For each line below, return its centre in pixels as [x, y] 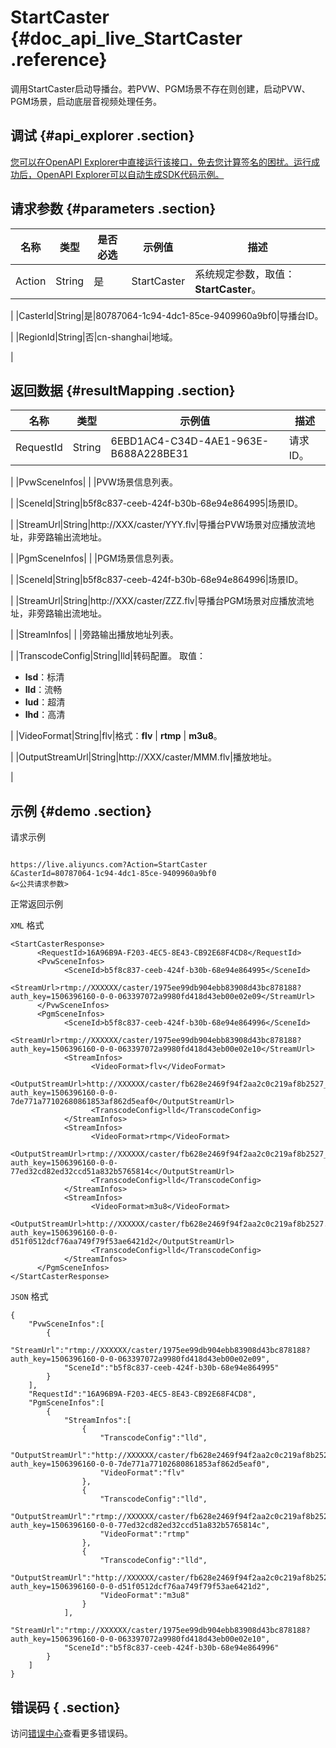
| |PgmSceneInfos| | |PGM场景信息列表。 [95, 558]
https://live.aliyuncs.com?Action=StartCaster [109, 865]
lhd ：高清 [45, 715]
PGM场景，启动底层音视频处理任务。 [86, 101]
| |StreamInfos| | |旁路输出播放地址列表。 [94, 635]
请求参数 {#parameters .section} [113, 209]
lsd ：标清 [44, 677]
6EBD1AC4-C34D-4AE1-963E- [190, 441]
